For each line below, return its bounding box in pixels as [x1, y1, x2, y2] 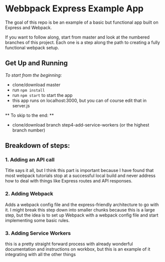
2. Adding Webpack [5, 190, 53, 197]
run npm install [12, 87, 45, 93]
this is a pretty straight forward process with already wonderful [5, 241, 133, 247]
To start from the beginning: [5, 72, 62, 78]
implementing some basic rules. [5, 217, 70, 223]
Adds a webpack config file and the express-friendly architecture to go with [5, 201, 159, 208]
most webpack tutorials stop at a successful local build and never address [5, 173, 156, 178]
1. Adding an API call [5, 156, 55, 163]
